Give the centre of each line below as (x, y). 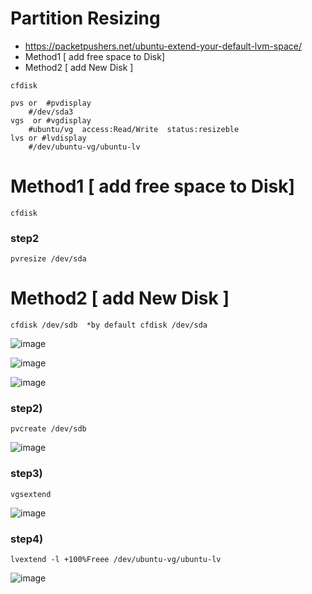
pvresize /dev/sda (48, 259)
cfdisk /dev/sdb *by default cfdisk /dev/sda (109, 325)
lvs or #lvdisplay (48, 138)
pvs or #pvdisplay (51, 103)
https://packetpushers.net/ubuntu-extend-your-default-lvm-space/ (163, 46)
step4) (27, 539)
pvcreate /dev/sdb (48, 429)
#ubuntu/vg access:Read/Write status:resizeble (134, 129)
